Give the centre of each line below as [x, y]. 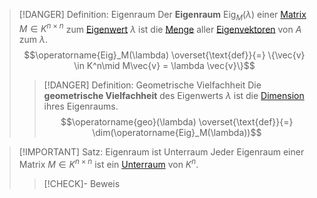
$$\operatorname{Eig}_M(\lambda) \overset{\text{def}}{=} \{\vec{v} [164, 55]
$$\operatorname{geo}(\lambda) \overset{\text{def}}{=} [177, 122]
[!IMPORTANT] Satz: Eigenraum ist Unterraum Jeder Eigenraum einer [161, 152]
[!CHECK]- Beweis [82, 184]
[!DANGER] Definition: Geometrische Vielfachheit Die [152, 85]
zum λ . [33, 40]
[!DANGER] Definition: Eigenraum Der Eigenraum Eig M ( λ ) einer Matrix [162, 16]
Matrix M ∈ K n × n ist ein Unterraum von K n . [108, 164]
